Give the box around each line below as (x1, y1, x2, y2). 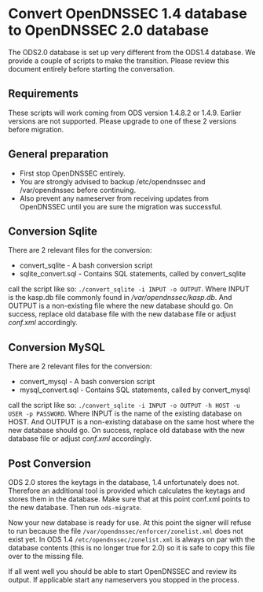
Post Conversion (8, 457, 92, 470)
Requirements (8, 87, 79, 101)
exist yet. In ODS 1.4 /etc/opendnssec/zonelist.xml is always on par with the (8, 535, 256, 544)
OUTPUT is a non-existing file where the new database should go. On (8, 301, 234, 311)
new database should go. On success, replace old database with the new (8, 426, 245, 435)
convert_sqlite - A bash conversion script (19, 261, 153, 270)
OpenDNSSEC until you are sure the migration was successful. (19, 202, 222, 211)
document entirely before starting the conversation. (8, 64, 175, 73)
